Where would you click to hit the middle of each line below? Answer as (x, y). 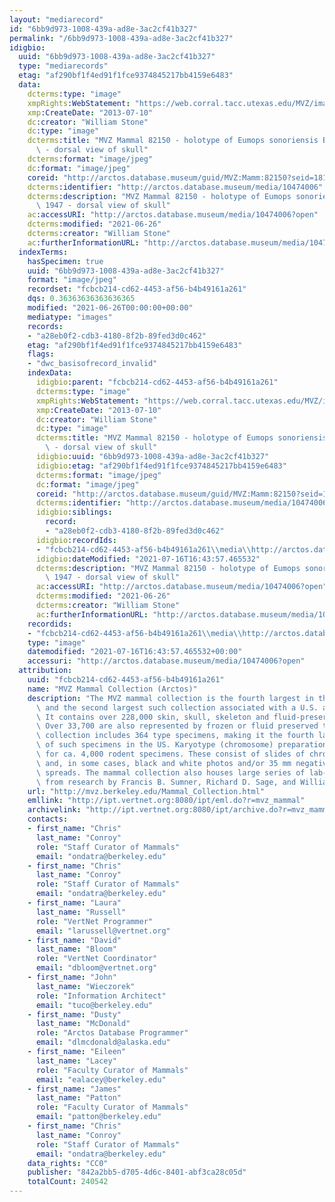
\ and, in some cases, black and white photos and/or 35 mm (163, 763)
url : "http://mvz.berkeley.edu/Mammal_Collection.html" (146, 791)
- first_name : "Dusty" (74, 1014)
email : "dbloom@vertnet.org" (96, 968)
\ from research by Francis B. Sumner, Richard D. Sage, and (166, 782)
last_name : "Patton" (78, 1098)
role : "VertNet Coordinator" (96, 959)
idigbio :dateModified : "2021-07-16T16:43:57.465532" (148, 559)
